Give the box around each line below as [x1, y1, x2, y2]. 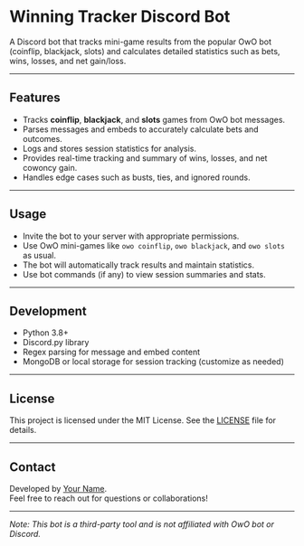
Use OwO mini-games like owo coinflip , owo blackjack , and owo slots [22, 240, 285, 250]
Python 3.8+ [22, 327, 70, 338]
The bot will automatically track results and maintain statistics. [22, 259, 255, 270]
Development [9, 303, 88, 318]
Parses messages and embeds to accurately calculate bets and [22, 124, 260, 135]
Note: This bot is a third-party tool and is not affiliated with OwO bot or [9, 519, 274, 530]
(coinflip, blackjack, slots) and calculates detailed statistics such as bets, [9, 45, 280, 56]
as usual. [22, 249, 57, 260]
